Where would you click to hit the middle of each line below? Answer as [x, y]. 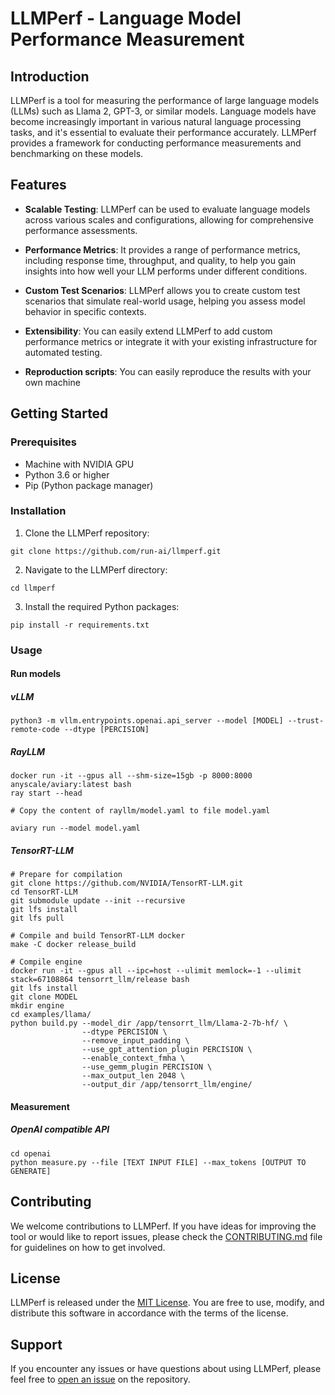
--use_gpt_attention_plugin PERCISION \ [167, 1050]
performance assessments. [81, 230]
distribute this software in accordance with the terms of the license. [149, 1313]
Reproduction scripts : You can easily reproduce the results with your [168, 371]
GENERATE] [31, 1171]
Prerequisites [43, 442]
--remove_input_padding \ [135, 1041]
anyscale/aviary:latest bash [71, 785]
